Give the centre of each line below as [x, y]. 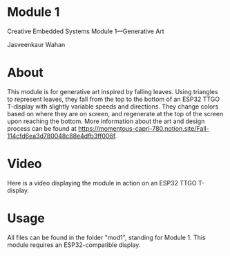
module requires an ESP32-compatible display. [74, 245]
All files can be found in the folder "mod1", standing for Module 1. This [106, 237]
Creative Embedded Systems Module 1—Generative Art [86, 31]
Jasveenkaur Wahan [36, 44]
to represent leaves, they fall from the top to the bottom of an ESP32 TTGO [113, 99]
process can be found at [42, 128]
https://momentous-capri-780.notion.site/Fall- [144, 128]
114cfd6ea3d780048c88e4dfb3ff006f [61, 136]
